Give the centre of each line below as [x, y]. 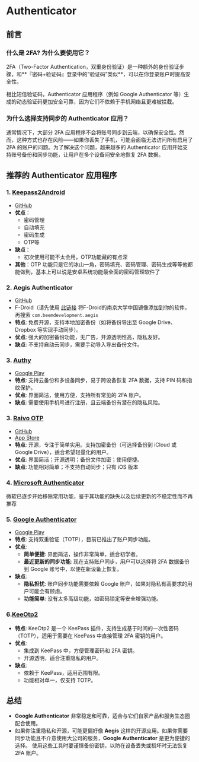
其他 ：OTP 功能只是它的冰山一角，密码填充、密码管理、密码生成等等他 [101, 264]
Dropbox [25, 330]
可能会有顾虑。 [47, 591]
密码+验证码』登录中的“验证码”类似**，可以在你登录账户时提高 [109, 74]
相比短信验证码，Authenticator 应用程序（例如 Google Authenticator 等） [95, 94]
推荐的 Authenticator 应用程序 [62, 175]
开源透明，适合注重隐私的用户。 [62, 658]
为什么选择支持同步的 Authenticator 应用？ [68, 118]
